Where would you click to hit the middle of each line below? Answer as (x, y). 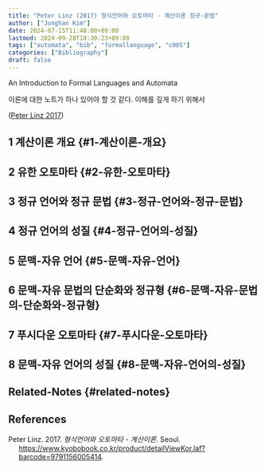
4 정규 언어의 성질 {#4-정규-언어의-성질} (103, 231)
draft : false (30, 61)
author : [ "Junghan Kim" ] (49, 23)
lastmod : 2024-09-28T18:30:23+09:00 (69, 38)
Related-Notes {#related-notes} (90, 392)
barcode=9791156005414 (60, 457)
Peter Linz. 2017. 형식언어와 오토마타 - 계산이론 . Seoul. (95, 439)
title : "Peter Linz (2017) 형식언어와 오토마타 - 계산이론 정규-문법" (113, 16)
